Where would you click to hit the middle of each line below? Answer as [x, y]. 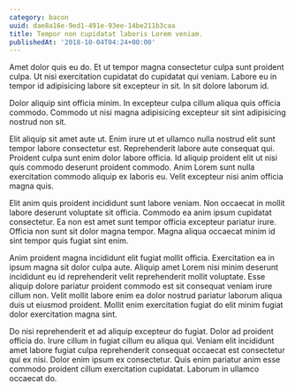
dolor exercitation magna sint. [63, 314]
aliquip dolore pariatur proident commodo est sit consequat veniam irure [141, 286]
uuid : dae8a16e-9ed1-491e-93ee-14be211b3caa [92, 26]
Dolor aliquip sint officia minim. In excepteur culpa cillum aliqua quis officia [145, 103]
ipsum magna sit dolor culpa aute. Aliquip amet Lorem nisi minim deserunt [144, 267]
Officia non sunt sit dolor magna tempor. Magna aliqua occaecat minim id [142, 232]
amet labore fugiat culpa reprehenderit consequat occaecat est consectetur [147, 350]
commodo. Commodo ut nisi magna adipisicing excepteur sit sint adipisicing [148, 112]
